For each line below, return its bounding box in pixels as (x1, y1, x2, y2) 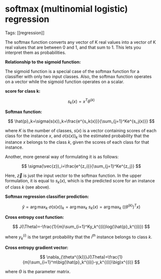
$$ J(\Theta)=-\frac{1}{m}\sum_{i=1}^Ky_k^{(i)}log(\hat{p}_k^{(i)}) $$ (12, 224, 150, 229)
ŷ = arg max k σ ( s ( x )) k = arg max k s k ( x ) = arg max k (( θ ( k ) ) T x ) (22, 203, 141, 211)
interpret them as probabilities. (5, 50, 66, 55)
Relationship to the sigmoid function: (5, 59, 81, 65)
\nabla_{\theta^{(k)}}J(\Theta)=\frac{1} (46, 254, 123, 260)
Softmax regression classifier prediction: (5, 193, 89, 199)
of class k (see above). (5, 184, 51, 190)
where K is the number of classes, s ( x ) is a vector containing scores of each (5, 128, 157, 134)
